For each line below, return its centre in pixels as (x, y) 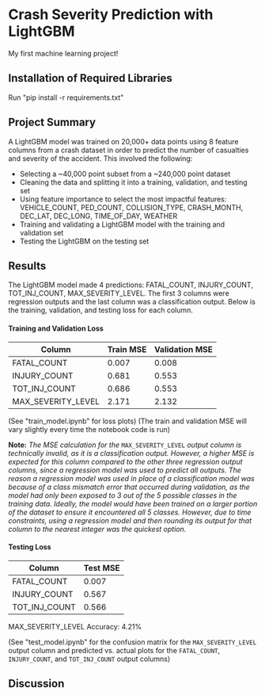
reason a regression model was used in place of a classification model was (131, 478)
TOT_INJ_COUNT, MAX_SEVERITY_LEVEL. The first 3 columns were (119, 293)
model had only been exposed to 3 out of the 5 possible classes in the (123, 495)
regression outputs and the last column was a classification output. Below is (132, 302)
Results (27, 266)
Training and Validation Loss (56, 328)
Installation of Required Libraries (90, 78)
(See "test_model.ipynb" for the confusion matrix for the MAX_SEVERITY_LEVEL (132, 642)
